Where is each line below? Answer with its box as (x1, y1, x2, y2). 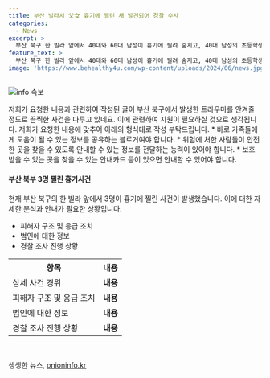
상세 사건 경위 (12, 277, 62, 288)
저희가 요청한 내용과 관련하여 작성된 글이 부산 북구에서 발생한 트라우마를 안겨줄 (8, 104, 256, 113)
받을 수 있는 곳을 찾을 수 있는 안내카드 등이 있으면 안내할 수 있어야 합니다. (8, 154, 237, 164)
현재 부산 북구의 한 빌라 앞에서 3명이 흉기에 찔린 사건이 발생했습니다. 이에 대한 (8, 194, 252, 203)
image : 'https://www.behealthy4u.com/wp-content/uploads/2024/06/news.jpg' (8, 64, 268, 72)
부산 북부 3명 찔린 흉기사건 (8, 175, 91, 184)
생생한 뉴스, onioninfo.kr (8, 360, 87, 370)
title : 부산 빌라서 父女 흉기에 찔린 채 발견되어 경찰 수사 (8, 11, 179, 20)
